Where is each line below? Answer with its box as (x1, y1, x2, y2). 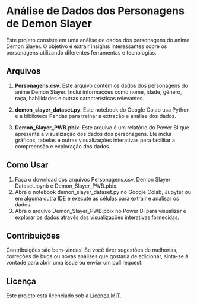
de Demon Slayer (6, 17, 92, 30)
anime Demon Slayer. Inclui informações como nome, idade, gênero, (14, 88, 182, 96)
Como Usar (6, 160, 49, 170)
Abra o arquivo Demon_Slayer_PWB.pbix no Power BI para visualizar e (14, 207, 187, 214)
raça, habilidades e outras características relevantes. (14, 94, 144, 101)
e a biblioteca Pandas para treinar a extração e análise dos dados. (14, 112, 177, 119)
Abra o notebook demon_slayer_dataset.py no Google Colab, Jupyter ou (14, 188, 192, 195)
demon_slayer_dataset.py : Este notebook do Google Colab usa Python (14, 106, 190, 113)
